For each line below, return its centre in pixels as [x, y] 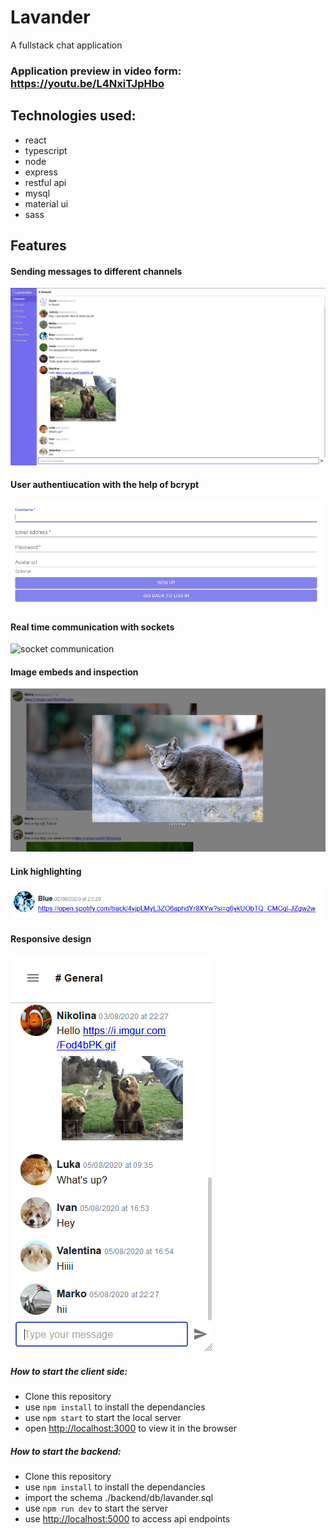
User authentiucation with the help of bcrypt [105, 485]
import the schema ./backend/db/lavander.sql [119, 1498]
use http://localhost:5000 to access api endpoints [127, 1519]
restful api [45, 182]
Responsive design [51, 938]
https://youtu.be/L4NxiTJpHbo [87, 83]
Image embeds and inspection [74, 672]
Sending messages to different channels [96, 271]
